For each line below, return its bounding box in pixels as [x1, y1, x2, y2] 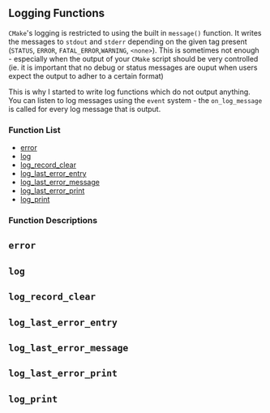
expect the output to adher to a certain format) [8, 71, 164, 80]
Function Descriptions [8, 215, 98, 226]
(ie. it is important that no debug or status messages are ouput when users [8, 62, 258, 72]
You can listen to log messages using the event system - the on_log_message [8, 95, 263, 105]
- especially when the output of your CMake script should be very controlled [8, 54, 259, 63]
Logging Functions [8, 6, 105, 20]
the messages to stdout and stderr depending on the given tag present [8, 37, 247, 46]
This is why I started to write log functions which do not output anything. [8, 87, 251, 97]
